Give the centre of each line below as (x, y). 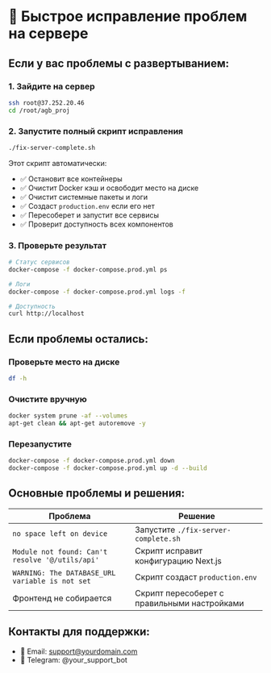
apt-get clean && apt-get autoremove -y (77, 424)
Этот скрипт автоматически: (58, 163)
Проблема (70, 516)
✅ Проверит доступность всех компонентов (96, 224)
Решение (197, 516)
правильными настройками (190, 603)
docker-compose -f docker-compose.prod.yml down (92, 461)
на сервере (48, 33)
